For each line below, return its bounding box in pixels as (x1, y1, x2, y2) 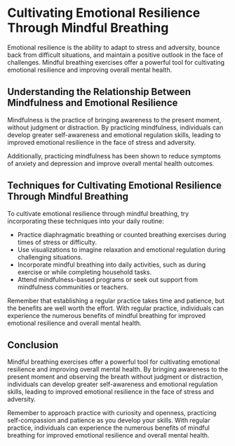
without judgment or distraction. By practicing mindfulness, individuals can (7, 123, 224, 132)
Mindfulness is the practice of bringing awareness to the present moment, (7, 115, 222, 124)
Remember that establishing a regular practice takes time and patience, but (7, 296, 225, 305)
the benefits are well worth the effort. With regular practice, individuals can (7, 304, 224, 312)
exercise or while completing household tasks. (17, 267, 152, 276)
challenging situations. (17, 253, 83, 261)
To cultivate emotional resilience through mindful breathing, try (7, 209, 189, 217)
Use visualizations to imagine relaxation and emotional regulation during (17, 245, 226, 254)
